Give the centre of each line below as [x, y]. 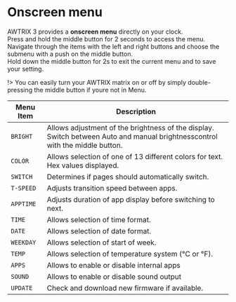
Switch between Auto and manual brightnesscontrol [132, 136]
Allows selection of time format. [99, 219]
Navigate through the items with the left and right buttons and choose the [113, 46]
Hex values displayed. [83, 165]
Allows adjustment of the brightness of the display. [130, 128]
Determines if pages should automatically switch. [128, 177]
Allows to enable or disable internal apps [113, 265]
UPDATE [22, 288]
